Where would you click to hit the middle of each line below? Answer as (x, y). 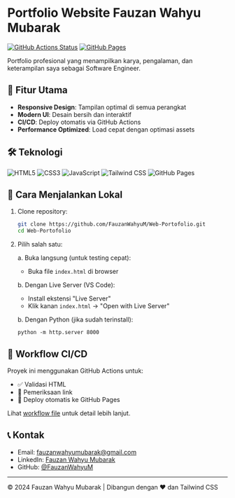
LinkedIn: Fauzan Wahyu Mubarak (66, 459)
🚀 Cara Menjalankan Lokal (65, 194)
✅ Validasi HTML (42, 384)
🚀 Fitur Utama (37, 90)
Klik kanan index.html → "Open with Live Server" (99, 306)
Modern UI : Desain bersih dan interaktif (74, 114)
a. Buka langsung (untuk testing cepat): (74, 258)
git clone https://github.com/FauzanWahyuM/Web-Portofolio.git (112, 224)
